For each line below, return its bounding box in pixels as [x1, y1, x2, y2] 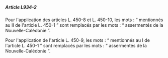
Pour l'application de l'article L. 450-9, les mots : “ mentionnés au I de [5, 37, 150, 43]
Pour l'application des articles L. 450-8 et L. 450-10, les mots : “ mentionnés [5, 17, 163, 23]
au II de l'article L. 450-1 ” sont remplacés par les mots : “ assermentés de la [5, 22, 163, 28]
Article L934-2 [5, 4, 37, 10]
